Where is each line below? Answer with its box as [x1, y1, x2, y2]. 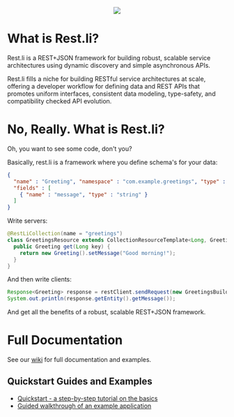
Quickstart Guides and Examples [7, 376, 153, 388]
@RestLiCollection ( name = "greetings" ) [7, 231, 123, 237]
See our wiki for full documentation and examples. [7, 356, 152, 364]
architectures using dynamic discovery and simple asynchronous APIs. [7, 61, 211, 69]
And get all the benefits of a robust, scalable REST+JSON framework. [7, 308, 206, 316]
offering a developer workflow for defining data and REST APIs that [7, 82, 201, 90]
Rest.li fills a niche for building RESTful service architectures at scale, [7, 74, 206, 83]
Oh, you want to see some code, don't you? [7, 144, 132, 153]
